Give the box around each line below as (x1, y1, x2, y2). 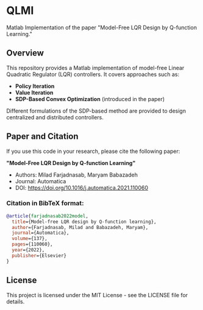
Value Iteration (15, 89, 54, 96)
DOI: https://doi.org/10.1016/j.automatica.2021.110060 (15, 184, 148, 191)
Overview (6, 48, 45, 58)
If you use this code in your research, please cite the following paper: (6, 147, 180, 155)
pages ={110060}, (12, 241, 53, 247)
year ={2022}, (12, 247, 45, 253)
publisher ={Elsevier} (12, 252, 67, 259)
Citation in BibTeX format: (6, 199, 84, 208)
